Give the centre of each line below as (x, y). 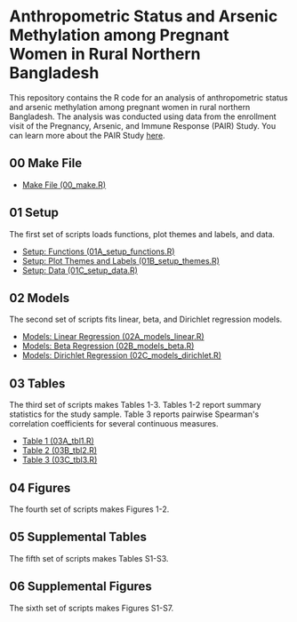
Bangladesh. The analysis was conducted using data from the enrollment (143, 116)
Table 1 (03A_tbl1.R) (58, 441)
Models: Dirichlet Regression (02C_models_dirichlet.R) (122, 355)
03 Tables (37, 383)
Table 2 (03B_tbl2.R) (60, 451)
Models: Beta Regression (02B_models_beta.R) (108, 346)
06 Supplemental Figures (81, 587)
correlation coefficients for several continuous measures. (114, 424)
